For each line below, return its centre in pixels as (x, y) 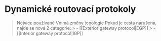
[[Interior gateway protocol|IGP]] (50, 33)
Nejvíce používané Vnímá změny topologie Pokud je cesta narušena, (86, 23)
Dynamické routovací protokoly (70, 9)
